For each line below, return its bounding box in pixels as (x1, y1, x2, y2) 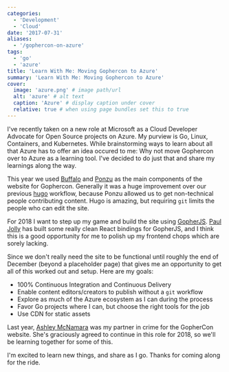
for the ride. (7, 358, 41, 366)
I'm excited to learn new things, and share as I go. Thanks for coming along (7, 351, 221, 359)
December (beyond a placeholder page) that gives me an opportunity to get (7, 259, 222, 268)
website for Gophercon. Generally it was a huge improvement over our (7, 182, 206, 190)
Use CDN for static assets (17, 309, 91, 318)
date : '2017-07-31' (7, 29, 63, 36)
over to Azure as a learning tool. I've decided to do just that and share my (7, 154, 215, 162)
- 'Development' (13, 17, 60, 23)
